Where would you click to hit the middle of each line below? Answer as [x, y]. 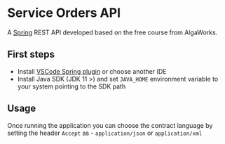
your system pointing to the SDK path [71, 86]
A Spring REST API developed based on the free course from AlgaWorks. [112, 32]
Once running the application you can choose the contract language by [110, 125]
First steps [31, 54]
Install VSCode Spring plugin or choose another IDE [92, 71]
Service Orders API [64, 13]
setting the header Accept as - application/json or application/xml [105, 133]
